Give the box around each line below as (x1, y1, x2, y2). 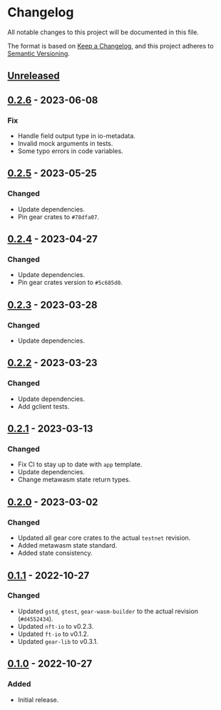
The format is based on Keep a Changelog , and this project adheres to (7, 41, 214, 50)
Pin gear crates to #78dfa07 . (17, 212, 100, 221)
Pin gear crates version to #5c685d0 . (17, 278, 123, 287)
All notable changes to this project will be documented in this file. (7, 28, 200, 36)
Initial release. (17, 695, 59, 704)
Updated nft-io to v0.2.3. (17, 622, 94, 630)
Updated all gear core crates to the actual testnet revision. (17, 533, 191, 542)
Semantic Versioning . (7, 49, 70, 58)
